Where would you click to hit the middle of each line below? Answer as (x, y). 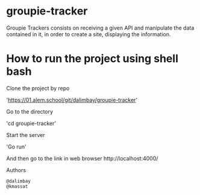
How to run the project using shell (92, 59)
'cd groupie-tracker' (31, 123)
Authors (16, 170)
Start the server (26, 135)
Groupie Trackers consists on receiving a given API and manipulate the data (100, 28)
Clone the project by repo (38, 88)
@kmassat (17, 186)
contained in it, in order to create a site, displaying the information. (89, 34)
